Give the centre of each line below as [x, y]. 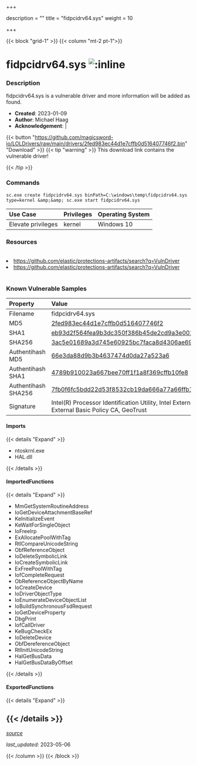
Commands [23, 183]
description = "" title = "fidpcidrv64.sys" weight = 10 [69, 18]
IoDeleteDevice [33, 637]
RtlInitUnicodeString [39, 650]
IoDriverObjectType [38, 593]
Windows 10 [115, 224]
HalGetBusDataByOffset [44, 662]
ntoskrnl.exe [30, 450]
